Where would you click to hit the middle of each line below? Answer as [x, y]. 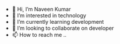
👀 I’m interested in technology [49, 15]
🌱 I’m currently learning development [58, 22]
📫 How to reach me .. [39, 35]
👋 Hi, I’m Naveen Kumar [41, 9]
